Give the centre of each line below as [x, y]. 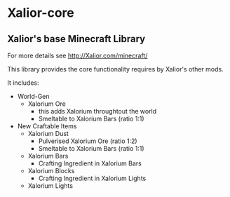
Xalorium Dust [48, 134]
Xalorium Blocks [51, 171]
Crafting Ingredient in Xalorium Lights [92, 178]
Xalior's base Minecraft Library [76, 39]
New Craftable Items [47, 126]
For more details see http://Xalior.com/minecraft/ [77, 55]
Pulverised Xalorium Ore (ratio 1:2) [88, 141]
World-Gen [34, 96]
